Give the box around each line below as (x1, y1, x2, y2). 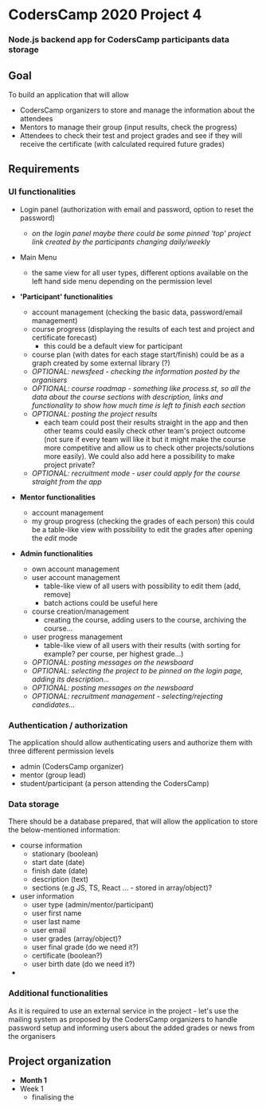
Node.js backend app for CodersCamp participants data (8, 34, 229, 45)
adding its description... (31, 674, 110, 684)
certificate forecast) (31, 333, 97, 342)
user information (19, 891, 74, 901)
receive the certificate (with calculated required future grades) (19, 139, 225, 148)
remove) (43, 589, 72, 599)
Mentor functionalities (19, 492, 96, 502)
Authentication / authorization (8, 720, 128, 731)
